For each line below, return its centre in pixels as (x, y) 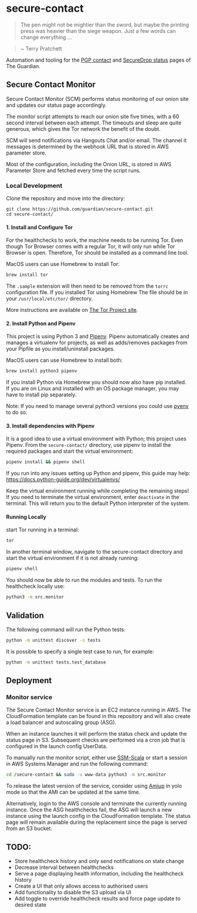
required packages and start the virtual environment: (70, 452)
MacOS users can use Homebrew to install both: (64, 361)
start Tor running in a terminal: (43, 530)
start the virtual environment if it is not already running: (72, 558)
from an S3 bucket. (29, 828)
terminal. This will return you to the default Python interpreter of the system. (98, 503)
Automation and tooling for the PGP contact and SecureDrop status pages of (98, 60)
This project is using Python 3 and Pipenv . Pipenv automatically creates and (98, 336)
